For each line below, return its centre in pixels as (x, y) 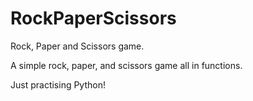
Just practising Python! (58, 84)
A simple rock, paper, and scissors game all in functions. (126, 65)
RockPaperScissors (93, 18)
